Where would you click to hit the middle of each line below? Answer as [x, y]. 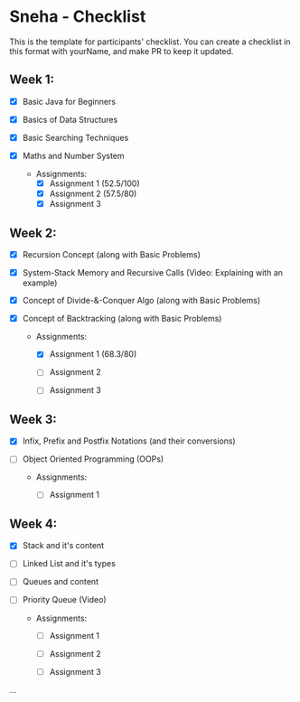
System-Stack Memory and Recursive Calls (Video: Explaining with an [152, 273]
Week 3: [33, 419]
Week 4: [33, 524]
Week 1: [32, 80]
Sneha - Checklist [78, 17]
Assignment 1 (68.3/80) [93, 354]
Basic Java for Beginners [69, 101]
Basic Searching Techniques [75, 137]
